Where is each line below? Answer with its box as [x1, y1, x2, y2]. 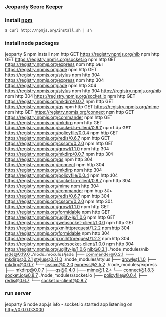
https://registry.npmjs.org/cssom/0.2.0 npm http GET [5, 140, 114, 146]
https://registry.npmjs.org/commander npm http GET [5, 114, 113, 120]
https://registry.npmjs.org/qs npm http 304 [5, 156, 93, 162]
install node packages [5, 40, 59, 47]
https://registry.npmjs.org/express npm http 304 [5, 77, 104, 83]
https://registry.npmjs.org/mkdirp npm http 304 [5, 167, 102, 173]
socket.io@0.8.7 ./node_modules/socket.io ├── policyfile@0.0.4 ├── [5, 272, 148, 278]
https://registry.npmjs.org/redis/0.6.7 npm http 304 [5, 193, 110, 199]
